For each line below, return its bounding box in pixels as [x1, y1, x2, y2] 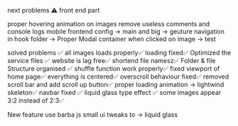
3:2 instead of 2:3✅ [7, 96, 65, 105]
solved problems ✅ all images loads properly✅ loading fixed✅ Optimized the [7, 49, 232, 57]
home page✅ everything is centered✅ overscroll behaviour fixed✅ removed [7, 72, 229, 81]
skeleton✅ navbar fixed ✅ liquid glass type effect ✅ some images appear [7, 88, 222, 96]
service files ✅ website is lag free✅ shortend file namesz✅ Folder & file [7, 57, 216, 64]
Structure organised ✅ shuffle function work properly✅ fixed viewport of [7, 64, 220, 73]
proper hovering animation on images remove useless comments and [7, 20, 210, 28]
